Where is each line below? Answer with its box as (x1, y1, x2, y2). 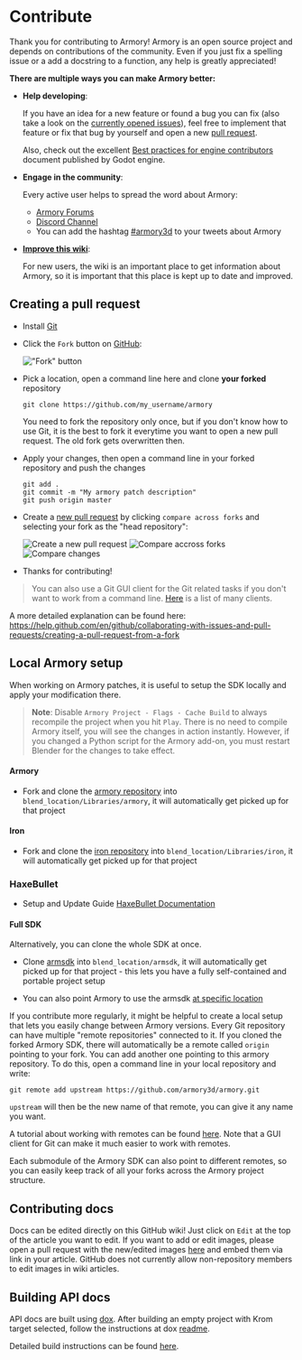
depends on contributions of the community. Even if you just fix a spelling (9, 45, 283, 56)
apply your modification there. (9, 689, 122, 700)
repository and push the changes (22, 462, 146, 473)
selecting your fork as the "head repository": (22, 521, 188, 532)
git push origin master (22, 495, 113, 505)
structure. (9, 1175, 46, 1186)
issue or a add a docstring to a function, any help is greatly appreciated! (9, 55, 277, 66)
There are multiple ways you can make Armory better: (9, 72, 216, 83)
